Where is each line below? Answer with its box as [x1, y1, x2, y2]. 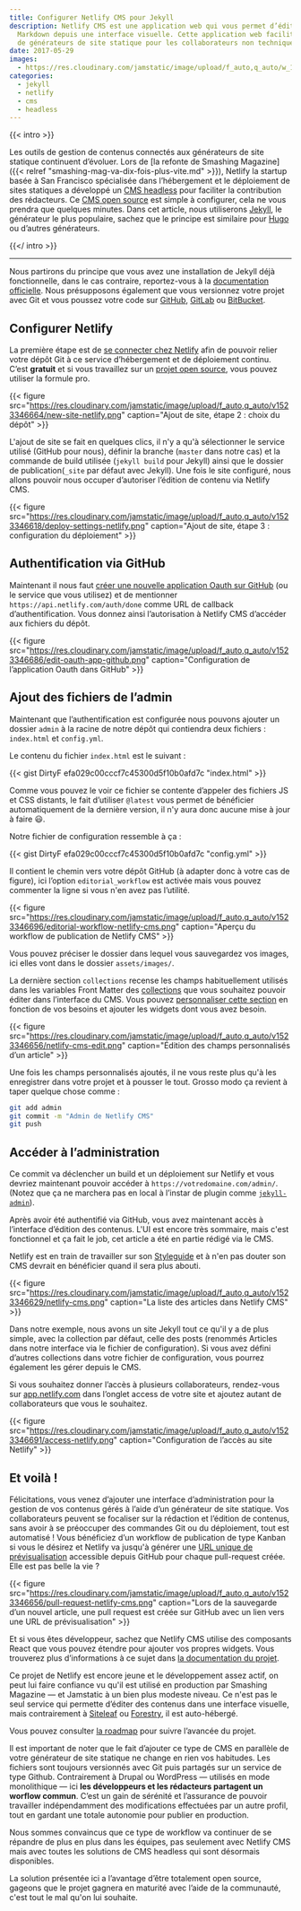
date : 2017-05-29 [9, 47, 74, 56]
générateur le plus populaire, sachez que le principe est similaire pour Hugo [9, 213, 289, 224]
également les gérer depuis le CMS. [9, 1362, 142, 1373]
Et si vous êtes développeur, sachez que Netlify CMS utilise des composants [9, 1633, 292, 1644]
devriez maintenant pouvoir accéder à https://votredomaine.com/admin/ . [9, 1178, 279, 1189]
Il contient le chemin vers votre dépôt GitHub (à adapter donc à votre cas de [9, 865, 290, 876]
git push [9, 1120, 42, 1129]
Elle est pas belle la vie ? [9, 1560, 100, 1571]
